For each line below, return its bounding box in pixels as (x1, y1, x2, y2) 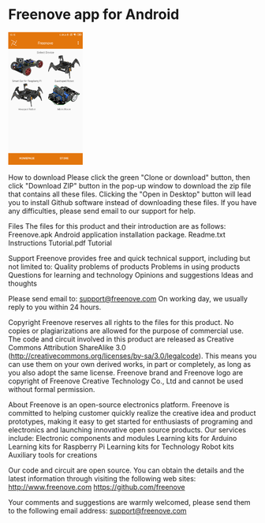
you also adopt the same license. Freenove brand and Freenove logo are (8, 368, 243, 377)
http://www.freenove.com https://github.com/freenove (8, 482, 185, 491)
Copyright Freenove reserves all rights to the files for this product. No (8, 317, 234, 327)
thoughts (8, 278, 38, 288)
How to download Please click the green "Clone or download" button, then (8, 172, 251, 182)
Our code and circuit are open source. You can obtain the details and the (8, 465, 244, 475)
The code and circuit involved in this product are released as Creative (8, 334, 234, 344)
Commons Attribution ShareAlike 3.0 (8, 342, 126, 352)
